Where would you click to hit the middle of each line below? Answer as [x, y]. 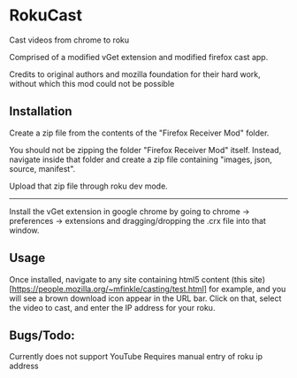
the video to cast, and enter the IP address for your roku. [112, 307]
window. [24, 230]
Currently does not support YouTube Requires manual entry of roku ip [136, 357]
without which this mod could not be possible [92, 83]
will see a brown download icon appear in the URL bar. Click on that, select [145, 298]
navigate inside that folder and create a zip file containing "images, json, [141, 159]
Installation [41, 112]
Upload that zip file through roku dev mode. [88, 186]
